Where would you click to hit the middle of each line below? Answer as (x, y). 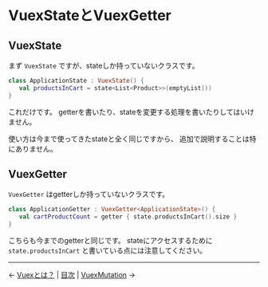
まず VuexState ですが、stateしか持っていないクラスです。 (104, 65)
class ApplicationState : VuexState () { (77, 81)
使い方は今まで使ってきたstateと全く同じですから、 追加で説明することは (129, 139)
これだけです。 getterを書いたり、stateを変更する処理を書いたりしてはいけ (131, 112)
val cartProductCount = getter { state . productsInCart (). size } (128, 217)
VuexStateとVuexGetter (90, 16)
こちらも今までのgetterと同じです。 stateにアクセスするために (110, 241)
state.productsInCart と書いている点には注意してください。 (108, 250)
